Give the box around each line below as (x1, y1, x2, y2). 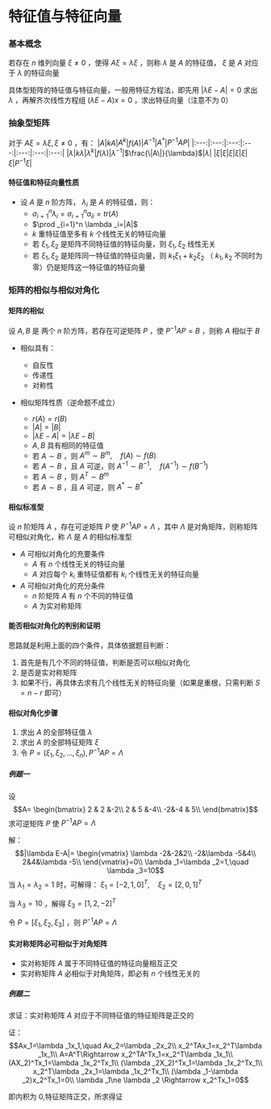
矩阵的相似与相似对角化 (8, 284, 99, 296)
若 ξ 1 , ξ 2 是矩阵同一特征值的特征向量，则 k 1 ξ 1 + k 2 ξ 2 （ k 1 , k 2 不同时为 (31, 251, 263, 263)
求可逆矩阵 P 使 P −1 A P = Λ (8, 817, 97, 828)
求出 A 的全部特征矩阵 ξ (19, 737, 99, 747)
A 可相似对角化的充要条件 (19, 549, 106, 559)
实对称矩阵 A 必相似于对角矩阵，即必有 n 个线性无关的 (19, 968, 200, 978)
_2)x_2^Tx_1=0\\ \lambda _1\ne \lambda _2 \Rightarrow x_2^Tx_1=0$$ (22, 1075, 249, 1085)
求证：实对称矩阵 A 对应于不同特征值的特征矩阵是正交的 (8, 1010, 194, 1020)
